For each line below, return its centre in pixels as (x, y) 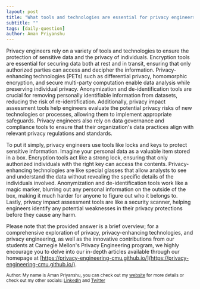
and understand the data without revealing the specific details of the (90, 177)
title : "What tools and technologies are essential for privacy (87, 17)
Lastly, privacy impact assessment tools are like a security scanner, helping (99, 202)
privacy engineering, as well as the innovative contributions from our (90, 239)
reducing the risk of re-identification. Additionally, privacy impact (86, 102)
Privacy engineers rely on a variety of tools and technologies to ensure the (98, 51)
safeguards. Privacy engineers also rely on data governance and (85, 121)
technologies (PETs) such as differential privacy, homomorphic (110, 76)
